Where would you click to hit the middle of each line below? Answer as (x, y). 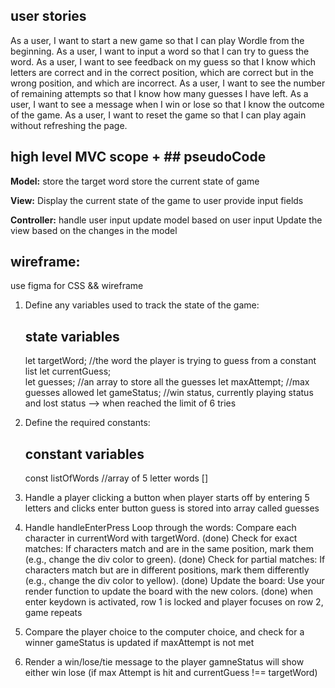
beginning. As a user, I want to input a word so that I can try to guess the (160, 51)
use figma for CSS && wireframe (77, 286)
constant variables (84, 454)
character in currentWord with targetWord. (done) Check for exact (161, 538)
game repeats (53, 613)
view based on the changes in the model (94, 230)
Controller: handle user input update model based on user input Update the (166, 220)
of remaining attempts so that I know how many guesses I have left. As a (159, 93)
